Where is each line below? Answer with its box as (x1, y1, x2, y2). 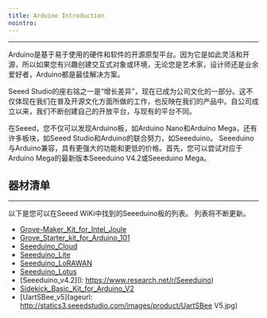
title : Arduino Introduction (8, 11, 105, 20)
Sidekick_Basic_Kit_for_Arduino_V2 (19, 284, 135, 293)
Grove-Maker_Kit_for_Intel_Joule (19, 225, 127, 234)
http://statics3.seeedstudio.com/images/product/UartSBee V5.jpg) (19, 300, 238, 311)
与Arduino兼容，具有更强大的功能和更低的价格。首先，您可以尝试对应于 (8, 143, 243, 152)
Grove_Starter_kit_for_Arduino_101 (19, 233, 130, 243)
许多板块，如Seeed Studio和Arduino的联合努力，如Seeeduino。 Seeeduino (8, 133, 254, 143)
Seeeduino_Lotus (19, 267, 77, 277)
